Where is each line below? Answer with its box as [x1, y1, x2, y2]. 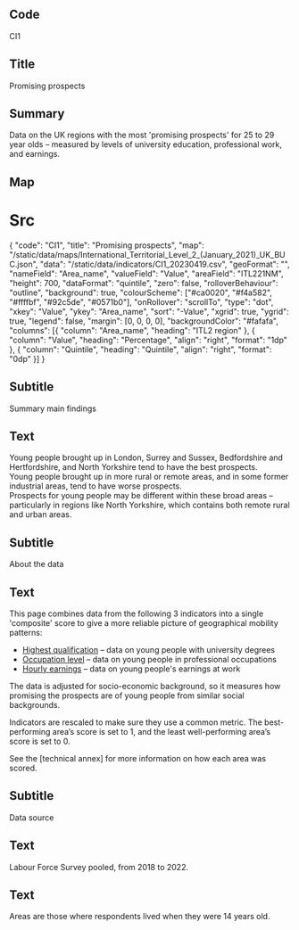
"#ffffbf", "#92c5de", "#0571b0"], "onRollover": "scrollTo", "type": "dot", [9, 296, 274, 307]
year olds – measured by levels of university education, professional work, [9, 139, 283, 150]
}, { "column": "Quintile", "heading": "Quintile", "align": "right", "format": [9, 343, 272, 355]
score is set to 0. [9, 736, 71, 747]
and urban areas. [9, 509, 72, 520]
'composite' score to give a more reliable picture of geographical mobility [9, 618, 278, 629]
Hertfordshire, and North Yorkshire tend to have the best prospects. [9, 462, 258, 473]
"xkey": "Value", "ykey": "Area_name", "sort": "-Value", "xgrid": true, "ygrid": [9, 306, 290, 317]
